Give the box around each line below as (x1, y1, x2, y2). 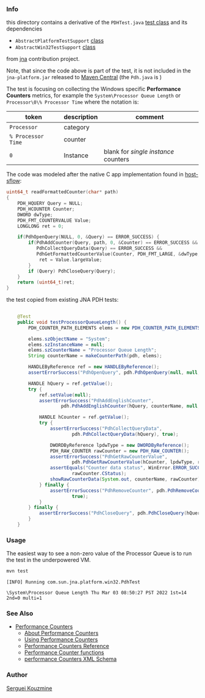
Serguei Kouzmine (6, 685, 52, 692)
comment (135, 113, 164, 121)
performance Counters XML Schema (24, 655, 117, 663)
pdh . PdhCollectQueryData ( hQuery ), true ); (71, 431, 179, 437)
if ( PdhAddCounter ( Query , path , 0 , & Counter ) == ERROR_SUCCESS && (28, 240, 198, 246)
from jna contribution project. (6, 55, 80, 63)
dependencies (6, 25, 43, 32)
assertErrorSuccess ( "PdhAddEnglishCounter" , (38, 397, 154, 404)
